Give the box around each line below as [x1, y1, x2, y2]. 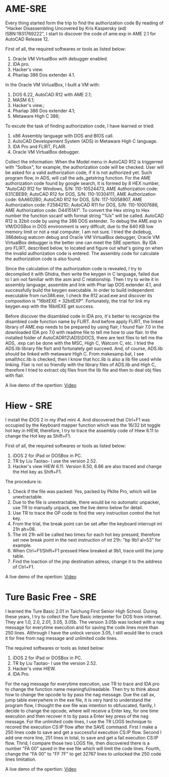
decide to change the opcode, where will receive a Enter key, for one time [5, 708, 159, 714]
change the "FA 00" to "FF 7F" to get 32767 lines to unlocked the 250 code [5, 751, 161, 757]
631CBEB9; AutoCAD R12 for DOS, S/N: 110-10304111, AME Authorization [5, 191, 156, 197]
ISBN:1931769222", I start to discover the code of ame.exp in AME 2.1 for [5, 30, 156, 37]
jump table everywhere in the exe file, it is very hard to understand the [5, 697, 151, 703]
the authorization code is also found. [5, 256, 82, 262]
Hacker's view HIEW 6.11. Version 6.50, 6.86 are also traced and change [12, 463, 162, 469]
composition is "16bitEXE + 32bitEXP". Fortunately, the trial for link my [5, 298, 150, 304]
